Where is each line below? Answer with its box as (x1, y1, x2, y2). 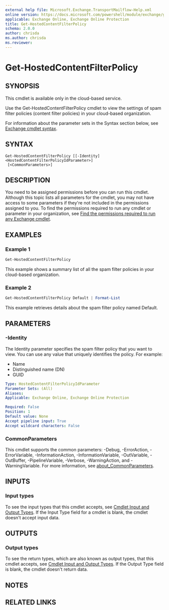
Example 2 (5, 284, 32, 291)
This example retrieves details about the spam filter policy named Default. (5, 305, 158, 311)
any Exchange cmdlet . (5, 216, 51, 222)
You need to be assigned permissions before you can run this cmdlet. (5, 189, 149, 195)
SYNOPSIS (5, 82, 40, 91)
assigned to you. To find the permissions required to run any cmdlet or (5, 205, 151, 212)
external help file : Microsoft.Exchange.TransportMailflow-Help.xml (5, 7, 152, 13)
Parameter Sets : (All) (5, 386, 53, 391)
